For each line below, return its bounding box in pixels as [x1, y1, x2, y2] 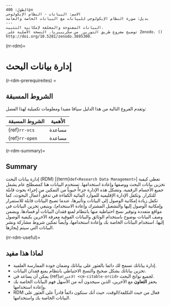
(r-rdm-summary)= [6, 147, 46, 154]
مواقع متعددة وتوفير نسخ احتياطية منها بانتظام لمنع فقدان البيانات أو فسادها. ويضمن [6, 208, 162, 214]
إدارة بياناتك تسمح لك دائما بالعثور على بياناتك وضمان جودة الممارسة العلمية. [13, 262, 157, 268]
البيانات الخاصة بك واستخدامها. [13, 295, 71, 301]
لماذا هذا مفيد [6, 249, 44, 257]
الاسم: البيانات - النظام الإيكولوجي [6, 12, 81, 17]
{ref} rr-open [8, 134, 38, 141]
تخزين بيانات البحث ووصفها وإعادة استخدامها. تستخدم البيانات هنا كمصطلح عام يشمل [6, 181, 165, 187]
